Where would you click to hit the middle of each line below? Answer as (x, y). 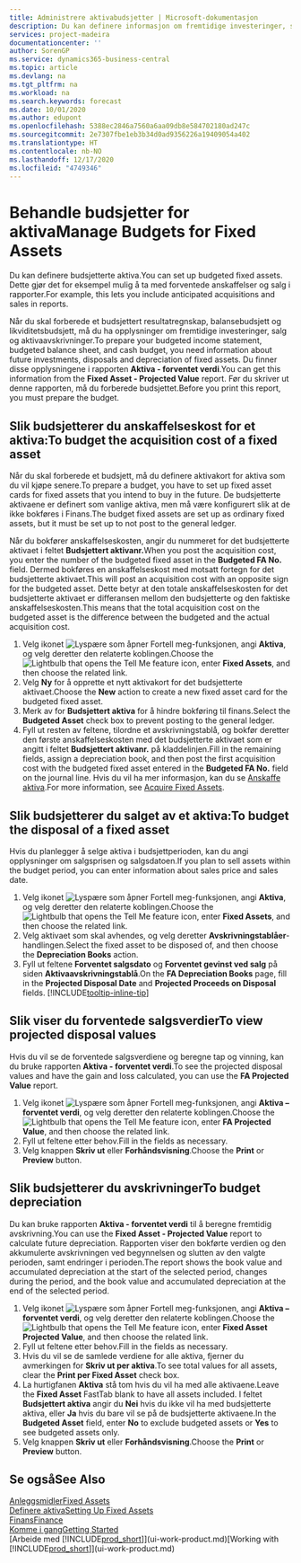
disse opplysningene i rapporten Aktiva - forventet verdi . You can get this (145, 369)
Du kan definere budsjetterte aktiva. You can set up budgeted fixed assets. (146, 276)
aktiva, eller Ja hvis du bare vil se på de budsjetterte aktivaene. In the (149, 1413)
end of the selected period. (60, 1291)
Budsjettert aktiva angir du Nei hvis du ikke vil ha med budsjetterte (146, 1403)
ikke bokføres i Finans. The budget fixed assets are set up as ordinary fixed (147, 514)
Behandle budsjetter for (99, 212)
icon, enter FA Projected (226, 1121)
